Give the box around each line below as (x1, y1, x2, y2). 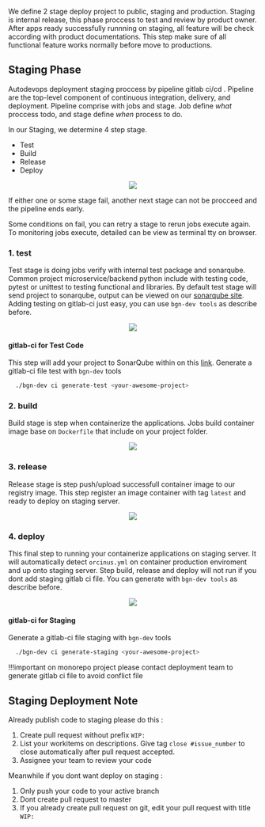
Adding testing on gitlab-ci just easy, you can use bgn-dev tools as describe (8, 299, 257, 309)
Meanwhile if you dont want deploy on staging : (8, 771, 164, 780)
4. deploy (8, 530, 45, 541)
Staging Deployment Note (8, 694, 138, 708)
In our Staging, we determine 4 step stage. (8, 124, 148, 134)
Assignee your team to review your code (19, 755, 152, 764)
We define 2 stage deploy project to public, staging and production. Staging (8, 7, 256, 16)
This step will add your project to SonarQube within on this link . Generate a (8, 358, 252, 367)
